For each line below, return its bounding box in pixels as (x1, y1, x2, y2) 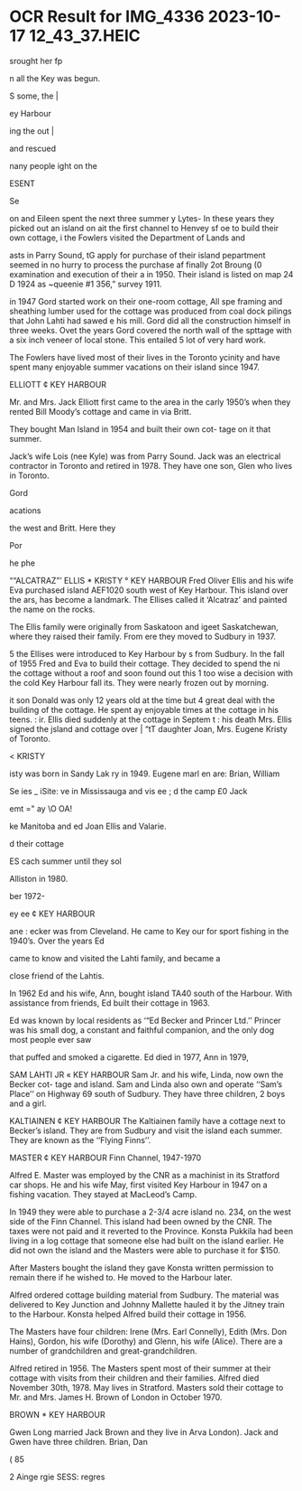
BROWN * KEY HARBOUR (9, 1409, 105, 1420)
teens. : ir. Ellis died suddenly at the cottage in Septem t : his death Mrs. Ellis (9, 714, 293, 725)
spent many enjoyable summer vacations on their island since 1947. (9, 361, 260, 372)
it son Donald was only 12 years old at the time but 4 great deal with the (9, 694, 275, 706)
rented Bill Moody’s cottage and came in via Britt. (9, 406, 192, 417)
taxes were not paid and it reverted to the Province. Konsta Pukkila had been (9, 1225, 294, 1236)
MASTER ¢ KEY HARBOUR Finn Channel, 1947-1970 (9, 1152, 202, 1163)
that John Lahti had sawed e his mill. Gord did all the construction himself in (9, 314, 291, 326)
